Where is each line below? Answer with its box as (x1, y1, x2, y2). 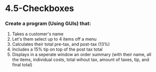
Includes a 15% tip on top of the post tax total (12, 46, 103, 52)
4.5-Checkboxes (5, 3, 74, 14)
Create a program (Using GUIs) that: (5, 20, 91, 27)
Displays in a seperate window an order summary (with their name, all (12, 52, 152, 58)
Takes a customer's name (12, 31, 64, 37)
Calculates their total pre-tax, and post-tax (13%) (12, 42, 110, 47)
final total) (12, 62, 32, 68)
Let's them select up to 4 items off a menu (12, 36, 97, 42)
